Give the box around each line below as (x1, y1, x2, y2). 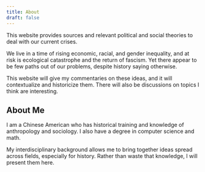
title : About (6, 9, 40, 15)
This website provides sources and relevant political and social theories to (6, 31, 193, 38)
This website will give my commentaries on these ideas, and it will (6, 74, 173, 82)
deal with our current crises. (6, 38, 78, 45)
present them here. (6, 159, 55, 167)
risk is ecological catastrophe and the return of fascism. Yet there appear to (6, 56, 197, 63)
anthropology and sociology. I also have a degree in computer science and (6, 127, 195, 135)
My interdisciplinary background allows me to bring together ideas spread (6, 146, 193, 153)
